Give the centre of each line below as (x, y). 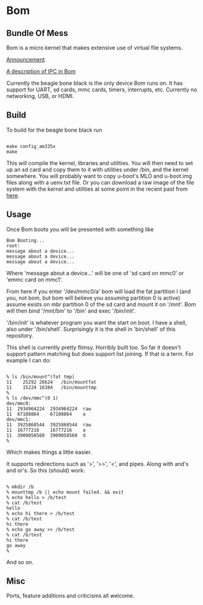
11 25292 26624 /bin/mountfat (52, 382)
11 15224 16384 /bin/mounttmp (52, 387)
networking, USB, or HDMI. (40, 96)
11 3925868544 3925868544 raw (49, 425)
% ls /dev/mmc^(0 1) (33, 398)
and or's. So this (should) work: (46, 470)
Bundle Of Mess (37, 33)
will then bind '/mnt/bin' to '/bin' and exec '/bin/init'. (71, 311)
